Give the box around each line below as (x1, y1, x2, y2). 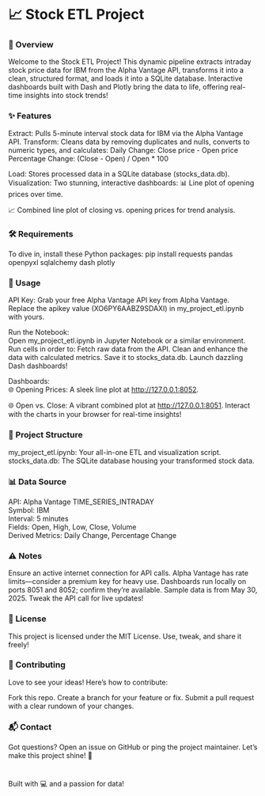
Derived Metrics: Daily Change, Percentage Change (8, 530, 176, 540)
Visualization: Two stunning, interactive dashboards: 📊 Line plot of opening (8, 178, 255, 188)
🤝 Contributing (8, 659, 66, 670)
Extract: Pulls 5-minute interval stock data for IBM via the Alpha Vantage (8, 128, 244, 138)
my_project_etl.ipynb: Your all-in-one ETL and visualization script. (8, 447, 221, 457)
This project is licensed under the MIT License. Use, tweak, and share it (8, 631, 242, 641)
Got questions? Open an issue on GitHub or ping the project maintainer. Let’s (8, 742, 258, 752)
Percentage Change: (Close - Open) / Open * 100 (8, 154, 168, 163)
